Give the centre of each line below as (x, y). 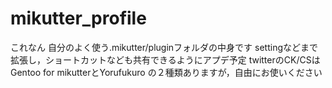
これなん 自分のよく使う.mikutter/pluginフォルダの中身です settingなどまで (164, 47)
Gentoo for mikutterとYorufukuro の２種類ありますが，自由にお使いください (166, 72)
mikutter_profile (78, 18)
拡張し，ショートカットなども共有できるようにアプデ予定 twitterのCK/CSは (165, 59)
